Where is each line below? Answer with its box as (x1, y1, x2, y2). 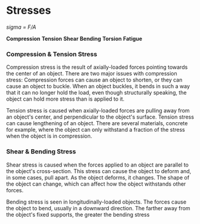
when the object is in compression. (6, 132, 93, 140)
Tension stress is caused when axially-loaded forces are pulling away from (6, 107, 190, 114)
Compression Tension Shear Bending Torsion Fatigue (6, 35, 143, 42)
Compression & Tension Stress (6, 50, 97, 58)
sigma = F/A (6, 23, 36, 31)
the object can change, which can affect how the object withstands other (6, 180, 186, 187)
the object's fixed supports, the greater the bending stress (6, 211, 150, 218)
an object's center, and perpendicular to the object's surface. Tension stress (6, 113, 194, 120)
